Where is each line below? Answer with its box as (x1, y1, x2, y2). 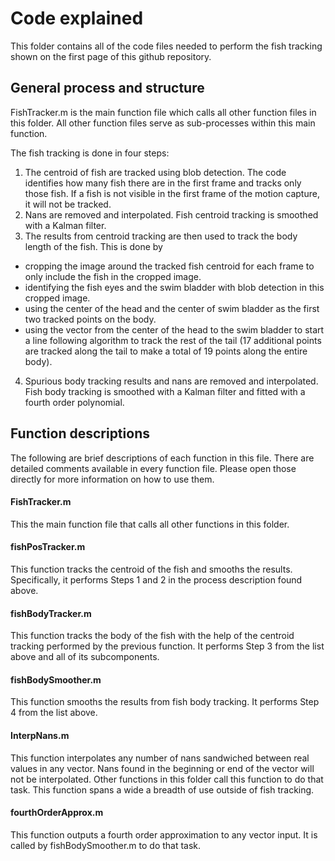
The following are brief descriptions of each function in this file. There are (10, 452, 315, 464)
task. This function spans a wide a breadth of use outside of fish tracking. (10, 783, 315, 796)
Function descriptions (10, 425, 150, 442)
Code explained (10, 7, 144, 30)
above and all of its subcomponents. (10, 651, 160, 663)
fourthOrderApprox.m (10, 807, 104, 819)
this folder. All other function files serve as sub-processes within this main (10, 117, 316, 129)
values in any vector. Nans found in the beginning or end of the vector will (10, 762, 315, 774)
